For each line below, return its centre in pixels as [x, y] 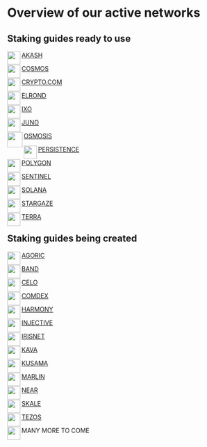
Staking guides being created [72, 239]
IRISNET [33, 336]
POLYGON [36, 163]
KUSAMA [35, 363]
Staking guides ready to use [69, 39]
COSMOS [35, 68]
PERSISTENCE [59, 149]
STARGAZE [38, 203]
